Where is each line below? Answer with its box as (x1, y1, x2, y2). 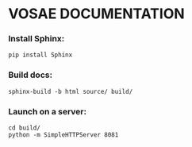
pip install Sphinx (8, 51, 73, 60)
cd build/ (8, 124, 41, 132)
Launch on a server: (8, 106, 87, 117)
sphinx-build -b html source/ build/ (8, 87, 133, 95)
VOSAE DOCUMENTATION (8, 5, 185, 23)
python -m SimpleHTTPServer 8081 (8, 131, 119, 139)
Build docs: (8, 69, 53, 80)
